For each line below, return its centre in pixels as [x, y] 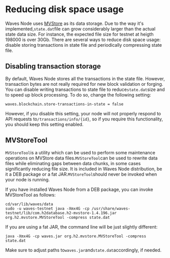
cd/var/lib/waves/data [29, 204]
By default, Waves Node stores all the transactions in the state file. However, [85, 78]
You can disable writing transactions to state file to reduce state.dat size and [85, 89]
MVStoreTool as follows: [30, 195]
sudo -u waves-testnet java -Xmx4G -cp [47, 208]
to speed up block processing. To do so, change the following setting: [78, 94]
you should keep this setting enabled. [44, 124]
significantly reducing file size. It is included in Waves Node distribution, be [84, 169]
